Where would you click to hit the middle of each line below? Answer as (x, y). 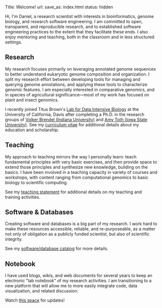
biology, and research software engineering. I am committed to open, (74, 22)
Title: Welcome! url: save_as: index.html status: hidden (59, 7)
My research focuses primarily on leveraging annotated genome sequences (81, 69)
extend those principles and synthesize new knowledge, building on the (76, 167)
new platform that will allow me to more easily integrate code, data (71, 286)
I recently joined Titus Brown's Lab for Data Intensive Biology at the (72, 109)
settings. (14, 42)
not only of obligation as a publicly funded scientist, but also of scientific (77, 234)
